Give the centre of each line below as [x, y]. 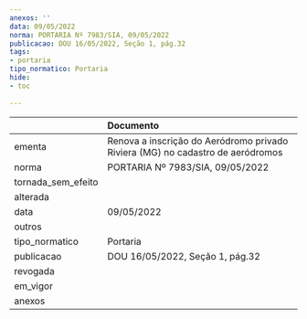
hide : [20, 78]
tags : [20, 52]
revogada [34, 271]
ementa [31, 146]
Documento [133, 125]
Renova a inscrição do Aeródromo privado [198, 141]
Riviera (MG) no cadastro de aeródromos [195, 152]
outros [28, 227]
